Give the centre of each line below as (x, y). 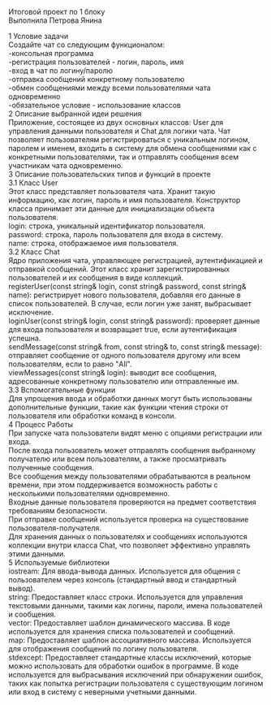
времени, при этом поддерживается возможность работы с (113, 485)
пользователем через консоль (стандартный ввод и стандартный (123, 580)
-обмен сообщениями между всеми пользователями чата (110, 88)
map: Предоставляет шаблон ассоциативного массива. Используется (130, 640)
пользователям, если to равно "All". (70, 364)
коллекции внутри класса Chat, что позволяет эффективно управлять (129, 545)
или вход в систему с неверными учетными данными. (103, 692)
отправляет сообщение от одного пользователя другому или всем (125, 355)
